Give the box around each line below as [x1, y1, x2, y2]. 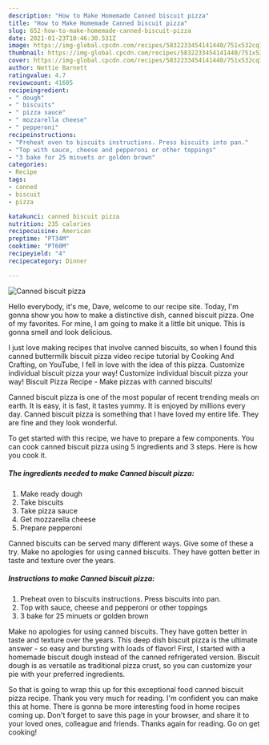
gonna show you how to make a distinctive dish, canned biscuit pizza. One [8, 310, 255, 320]
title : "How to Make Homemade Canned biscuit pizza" [8, 19, 188, 27]
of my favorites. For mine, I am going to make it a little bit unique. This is [8, 318, 246, 328]
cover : [8, 57, 30, 65]
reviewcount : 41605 [8, 79, 74, 87]
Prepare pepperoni [19, 522, 82, 533]
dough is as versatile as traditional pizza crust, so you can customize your [8, 660, 252, 670]
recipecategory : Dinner [8, 257, 88, 265]
